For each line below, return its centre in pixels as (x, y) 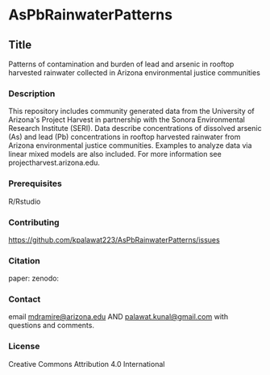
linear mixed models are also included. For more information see (115, 154)
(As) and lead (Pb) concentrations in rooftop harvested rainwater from (125, 137)
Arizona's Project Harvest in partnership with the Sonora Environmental (127, 120)
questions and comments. (52, 326)
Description (32, 93)
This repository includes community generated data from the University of (132, 112)
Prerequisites (35, 183)
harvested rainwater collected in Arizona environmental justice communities (134, 73)
